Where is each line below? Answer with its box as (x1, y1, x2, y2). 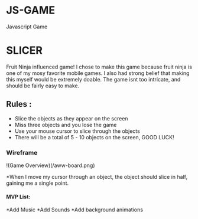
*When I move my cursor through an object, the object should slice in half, (6, 173, 188, 180)
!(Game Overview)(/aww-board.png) (6, 162, 95, 169)
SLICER (6, 44, 43, 57)
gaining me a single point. (6, 179, 69, 187)
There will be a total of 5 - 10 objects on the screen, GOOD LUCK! (14, 133, 174, 140)
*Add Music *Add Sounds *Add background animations (6, 206, 144, 213)
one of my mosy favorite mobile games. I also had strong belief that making (6, 69, 190, 77)
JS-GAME (6, 4, 55, 17)
